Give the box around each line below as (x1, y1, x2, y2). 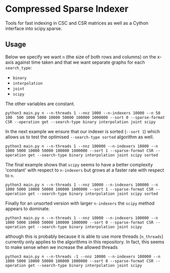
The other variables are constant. (5, 101, 75, 107)
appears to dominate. (5, 205, 50, 212)
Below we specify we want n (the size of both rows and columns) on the (5, 54, 156, 60)
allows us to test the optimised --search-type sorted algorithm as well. (5, 134, 154, 140)
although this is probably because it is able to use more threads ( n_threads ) (5, 233, 164, 239)
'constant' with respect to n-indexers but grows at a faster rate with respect (5, 167, 164, 173)
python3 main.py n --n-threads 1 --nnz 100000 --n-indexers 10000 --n (5, 143, 158, 148)
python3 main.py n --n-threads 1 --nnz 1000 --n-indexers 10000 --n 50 (5, 110, 160, 115)
